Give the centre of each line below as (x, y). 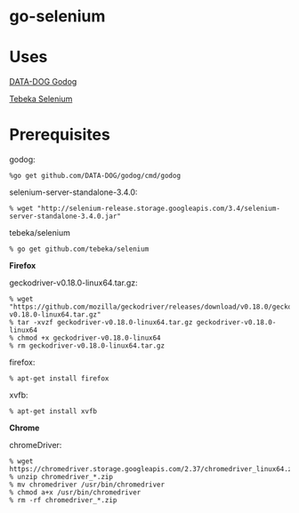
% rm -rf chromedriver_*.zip (63, 501)
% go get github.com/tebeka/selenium (79, 249)
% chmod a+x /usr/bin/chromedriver (75, 493)
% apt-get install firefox (59, 379)
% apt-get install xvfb (53, 412)
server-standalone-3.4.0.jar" (65, 216)
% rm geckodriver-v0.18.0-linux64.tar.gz (87, 346)
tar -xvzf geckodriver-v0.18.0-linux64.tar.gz (105, 323)
